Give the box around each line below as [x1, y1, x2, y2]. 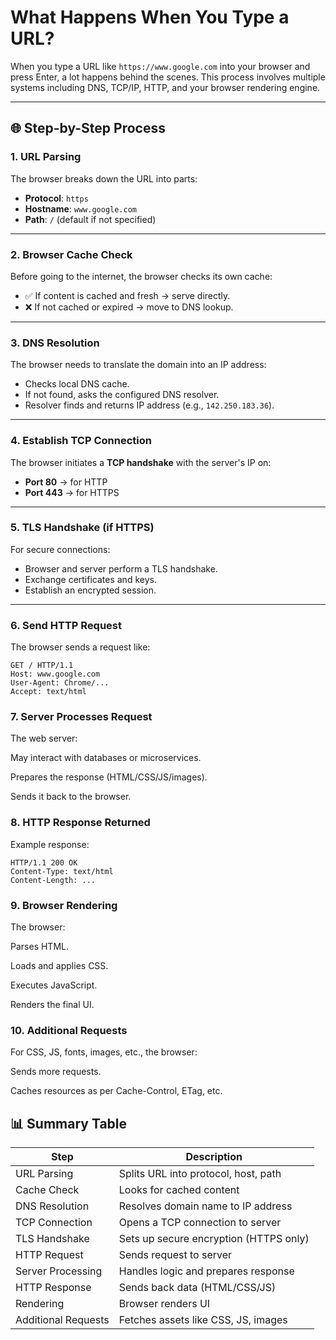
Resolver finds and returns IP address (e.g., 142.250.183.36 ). [24, 399, 275, 411]
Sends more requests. [10, 1066, 102, 1078]
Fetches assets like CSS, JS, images [118, 1313, 288, 1327]
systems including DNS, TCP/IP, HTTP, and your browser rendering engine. [10, 81, 321, 93]
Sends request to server [118, 1248, 233, 1262]
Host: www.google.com [10, 669, 101, 680]
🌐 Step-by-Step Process [10, 120, 166, 137]
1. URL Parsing [10, 150, 82, 164]
